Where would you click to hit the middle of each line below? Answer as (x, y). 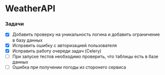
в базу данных (27, 40)
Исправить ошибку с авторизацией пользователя (65, 45)
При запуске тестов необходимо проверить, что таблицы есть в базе (85, 56)
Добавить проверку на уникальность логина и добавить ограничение (86, 34)
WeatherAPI (30, 9)
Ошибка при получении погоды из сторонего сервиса (69, 67)
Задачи (15, 24)
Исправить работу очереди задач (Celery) (57, 51)
